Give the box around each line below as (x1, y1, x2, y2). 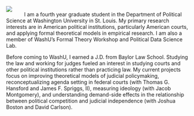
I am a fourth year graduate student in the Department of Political (24, 11, 182, 18)
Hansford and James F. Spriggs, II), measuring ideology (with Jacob (6, 85, 172, 92)
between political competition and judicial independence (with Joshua (6, 97, 176, 104)
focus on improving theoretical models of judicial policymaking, (6, 72, 159, 79)
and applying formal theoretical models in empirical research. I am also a (6, 29, 182, 37)
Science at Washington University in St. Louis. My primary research (6, 17, 169, 24)
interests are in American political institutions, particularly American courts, (6, 24, 188, 30)
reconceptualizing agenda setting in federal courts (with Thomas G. (6, 79, 170, 85)
